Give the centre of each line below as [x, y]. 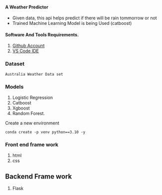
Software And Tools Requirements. [42, 34]
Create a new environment [32, 123]
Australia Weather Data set [34, 74]
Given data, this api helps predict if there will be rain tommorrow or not [85, 18]
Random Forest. [29, 113]
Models [14, 87]
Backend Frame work [39, 176]
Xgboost [21, 108]
